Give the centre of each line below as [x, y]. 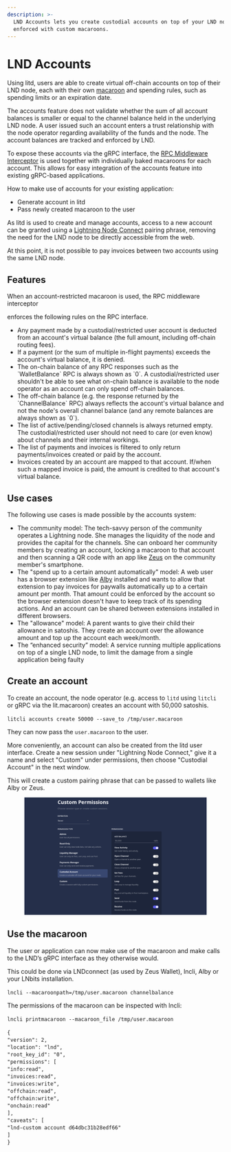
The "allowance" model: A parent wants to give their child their [106, 623]
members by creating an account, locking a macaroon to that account [116, 550]
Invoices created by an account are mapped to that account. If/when [114, 462]
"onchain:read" [29, 1106]
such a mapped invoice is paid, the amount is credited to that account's [118, 469]
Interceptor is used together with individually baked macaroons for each [109, 161]
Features [26, 280]
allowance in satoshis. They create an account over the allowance [110, 630]
